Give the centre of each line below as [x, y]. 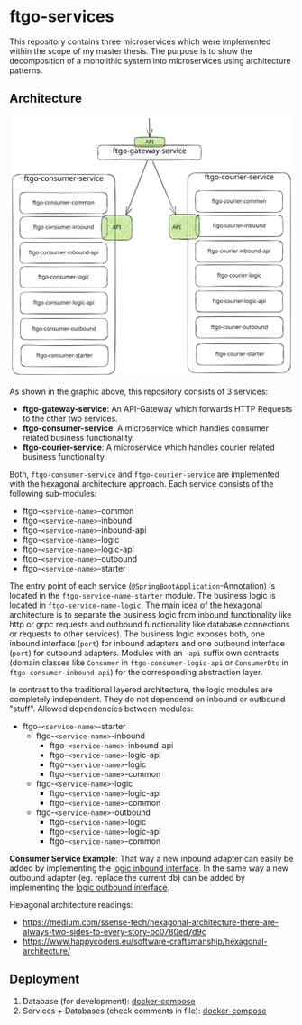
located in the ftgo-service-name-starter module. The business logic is [143, 595]
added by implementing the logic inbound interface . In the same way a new [149, 868]
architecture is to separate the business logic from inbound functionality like [151, 614]
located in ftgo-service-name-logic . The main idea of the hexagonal [136, 605]
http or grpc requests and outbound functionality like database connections [150, 624]
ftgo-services [62, 17]
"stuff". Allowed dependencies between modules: [101, 709]
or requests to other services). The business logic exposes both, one [137, 634]
